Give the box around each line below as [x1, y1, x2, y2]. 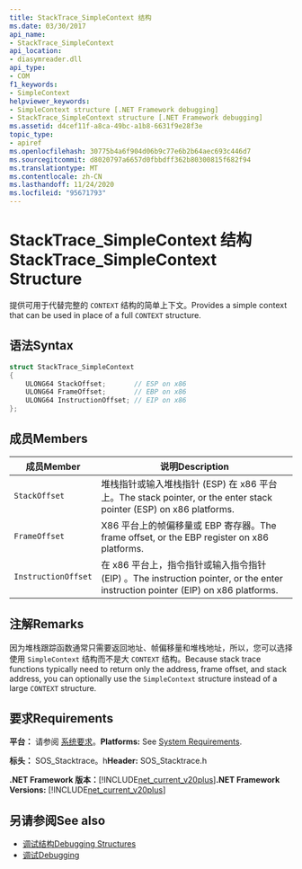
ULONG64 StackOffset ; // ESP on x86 [25, 379, 187, 388]
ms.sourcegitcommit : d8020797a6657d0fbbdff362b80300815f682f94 [9, 155, 252, 164]
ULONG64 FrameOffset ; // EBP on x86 [25, 387, 187, 396]
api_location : [9, 47, 63, 56]
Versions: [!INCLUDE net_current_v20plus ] [9, 785, 166, 795]
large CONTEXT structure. [9, 682, 97, 693]
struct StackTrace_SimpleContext [9, 362, 135, 371]
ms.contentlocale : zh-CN [9, 172, 102, 181]
